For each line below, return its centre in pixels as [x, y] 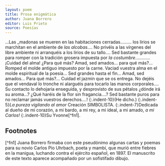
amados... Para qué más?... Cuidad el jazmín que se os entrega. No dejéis [80, 79]
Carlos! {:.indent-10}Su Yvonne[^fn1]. [43, 115]
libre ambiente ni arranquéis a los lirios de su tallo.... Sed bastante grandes [81, 53]
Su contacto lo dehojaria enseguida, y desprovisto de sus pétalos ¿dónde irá [83, 89]
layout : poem [18, 10]
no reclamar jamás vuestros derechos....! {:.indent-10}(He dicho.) [71, 100]
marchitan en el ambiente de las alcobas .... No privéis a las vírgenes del [78, 47]
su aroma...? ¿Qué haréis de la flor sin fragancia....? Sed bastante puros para [82, 95]
